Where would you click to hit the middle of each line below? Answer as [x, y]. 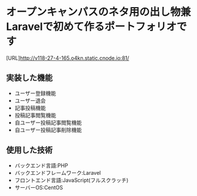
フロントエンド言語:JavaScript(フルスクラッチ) [71, 180]
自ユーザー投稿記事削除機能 [48, 130]
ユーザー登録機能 [35, 93]
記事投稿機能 [30, 108]
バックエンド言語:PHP [41, 165]
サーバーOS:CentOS [39, 187]
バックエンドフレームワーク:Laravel [58, 173]
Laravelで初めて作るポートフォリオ [91, 27]
